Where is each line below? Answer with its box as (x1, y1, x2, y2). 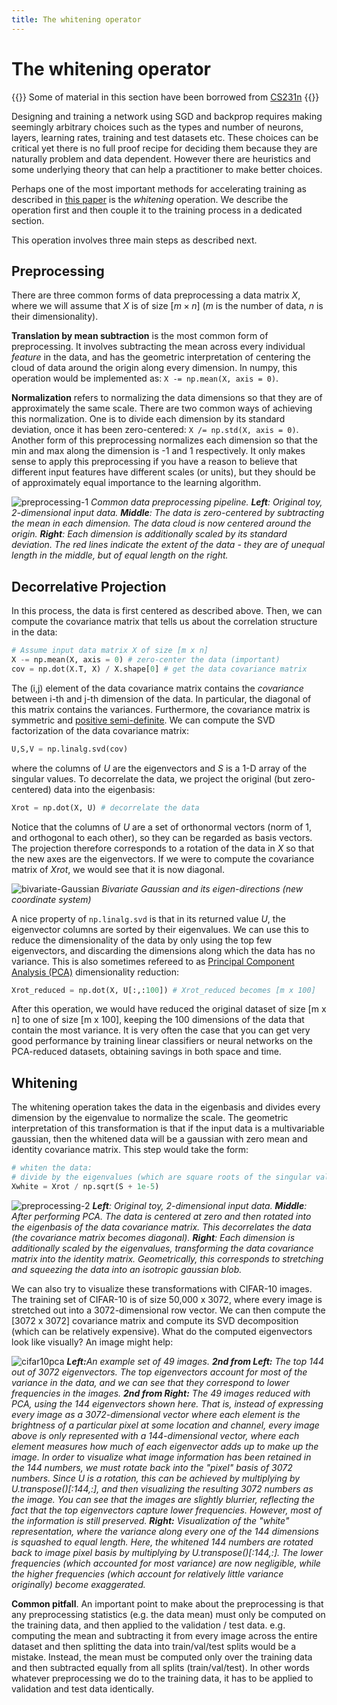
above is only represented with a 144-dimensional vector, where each (11, 1429, 300, 1441)
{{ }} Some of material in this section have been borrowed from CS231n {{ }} (11, 91, 320, 103)
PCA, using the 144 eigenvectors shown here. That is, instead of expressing (11, 1397, 324, 1410)
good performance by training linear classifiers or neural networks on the (11, 1035, 313, 1047)
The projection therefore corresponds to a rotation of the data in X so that (11, 842, 315, 854)
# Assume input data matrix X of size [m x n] (11, 646, 209, 656)
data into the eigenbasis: (53, 783, 156, 795)
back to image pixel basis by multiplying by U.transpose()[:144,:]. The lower (11, 1546, 324, 1558)
